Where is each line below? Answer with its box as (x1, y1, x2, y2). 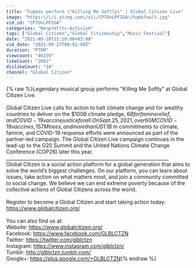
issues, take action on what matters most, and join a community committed (6, 173, 189, 180)
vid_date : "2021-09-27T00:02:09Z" (6, 42, 92, 48)
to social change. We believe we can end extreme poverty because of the (6, 180, 185, 187)
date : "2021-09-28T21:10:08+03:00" (6, 36, 94, 42)
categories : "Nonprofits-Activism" (6, 25, 94, 31)
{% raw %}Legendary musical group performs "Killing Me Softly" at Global (6, 85, 188, 92)
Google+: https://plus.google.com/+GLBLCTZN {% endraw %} (6, 255, 156, 262)
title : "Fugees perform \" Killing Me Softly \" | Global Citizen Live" (6, 8, 184, 15)
